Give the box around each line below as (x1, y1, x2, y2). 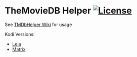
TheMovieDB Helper (5, 5, 92, 16)
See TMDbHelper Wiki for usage (5, 21, 72, 27)
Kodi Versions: (5, 31, 35, 37)
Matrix (12, 46, 26, 52)
